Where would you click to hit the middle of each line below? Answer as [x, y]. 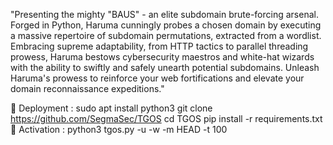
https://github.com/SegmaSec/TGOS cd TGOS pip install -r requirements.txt [166, 118]
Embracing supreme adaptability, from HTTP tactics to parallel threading [159, 46]
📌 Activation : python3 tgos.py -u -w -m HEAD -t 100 [119, 129]
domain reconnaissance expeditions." [87, 88]
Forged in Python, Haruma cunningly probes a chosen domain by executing [166, 25]
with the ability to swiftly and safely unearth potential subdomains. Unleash [165, 67]
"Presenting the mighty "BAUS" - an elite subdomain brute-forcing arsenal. [164, 14]
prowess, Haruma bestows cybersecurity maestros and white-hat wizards [162, 57]
